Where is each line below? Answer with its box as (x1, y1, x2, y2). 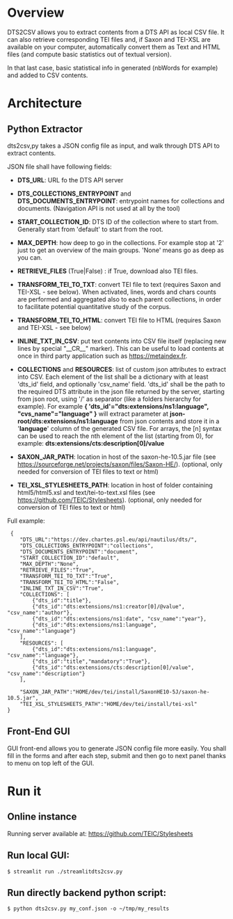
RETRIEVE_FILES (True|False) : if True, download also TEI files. (17, 267, 198, 275)
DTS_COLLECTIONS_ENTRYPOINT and (17, 189, 131, 198)
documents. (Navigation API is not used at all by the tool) (17, 204, 181, 212)
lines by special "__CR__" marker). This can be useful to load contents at (17, 344, 225, 352)
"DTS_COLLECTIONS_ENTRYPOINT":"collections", (19, 542, 154, 549)
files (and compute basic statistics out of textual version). (7, 50, 172, 58)
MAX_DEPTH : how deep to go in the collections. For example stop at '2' (17, 238, 225, 246)
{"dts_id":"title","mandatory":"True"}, (32, 658, 151, 665)
